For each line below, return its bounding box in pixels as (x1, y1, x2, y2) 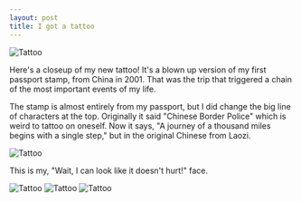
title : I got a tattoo (9, 22, 95, 31)
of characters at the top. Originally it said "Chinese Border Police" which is (9, 111, 287, 121)
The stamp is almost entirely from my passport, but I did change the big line (9, 101, 291, 111)
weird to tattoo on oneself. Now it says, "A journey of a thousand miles (9, 120, 271, 131)
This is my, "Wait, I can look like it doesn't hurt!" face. (9, 165, 208, 176)
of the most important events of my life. (9, 83, 156, 94)
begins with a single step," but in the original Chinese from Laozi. (9, 130, 251, 140)
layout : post (9, 13, 59, 23)
